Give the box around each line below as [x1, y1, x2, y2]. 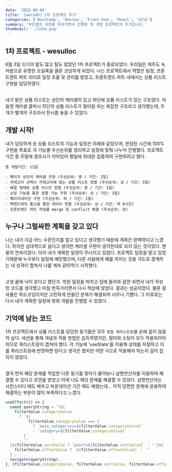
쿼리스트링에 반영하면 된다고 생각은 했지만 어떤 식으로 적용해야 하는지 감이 [10, 348, 159, 354]
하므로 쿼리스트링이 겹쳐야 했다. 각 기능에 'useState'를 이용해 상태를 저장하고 [5, 341, 159, 348]
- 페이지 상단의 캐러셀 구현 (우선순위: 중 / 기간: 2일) [5, 174, 109, 179]
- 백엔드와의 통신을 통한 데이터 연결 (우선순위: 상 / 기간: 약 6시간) [5, 201, 135, 207]
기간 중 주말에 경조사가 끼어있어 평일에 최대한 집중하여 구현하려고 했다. [5, 153, 146, 159]
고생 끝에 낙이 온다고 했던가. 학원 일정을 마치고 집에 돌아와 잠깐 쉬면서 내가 [5, 278, 154, 284]
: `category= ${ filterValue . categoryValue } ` [32, 428, 127, 434]
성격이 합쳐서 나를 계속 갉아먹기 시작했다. [16, 262, 98, 268]
